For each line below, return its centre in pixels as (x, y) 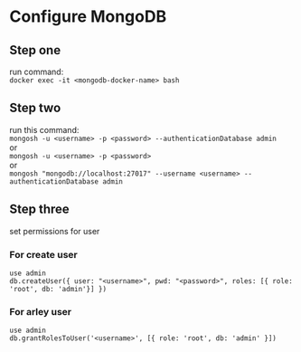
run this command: (44, 129)
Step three (39, 209)
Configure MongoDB (88, 17)
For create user (44, 254)
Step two (35, 108)
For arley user (41, 311)
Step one (35, 50)
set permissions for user (55, 231)
